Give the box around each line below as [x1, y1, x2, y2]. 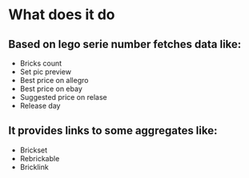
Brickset [19, 145, 48, 155]
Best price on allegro [19, 76, 89, 85]
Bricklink [19, 162, 50, 172]
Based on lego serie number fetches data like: [8, 38, 242, 51]
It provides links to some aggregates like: [8, 124, 218, 137]
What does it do [8, 6, 115, 24]
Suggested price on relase [19, 93, 107, 101]
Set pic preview [19, 67, 72, 77]
